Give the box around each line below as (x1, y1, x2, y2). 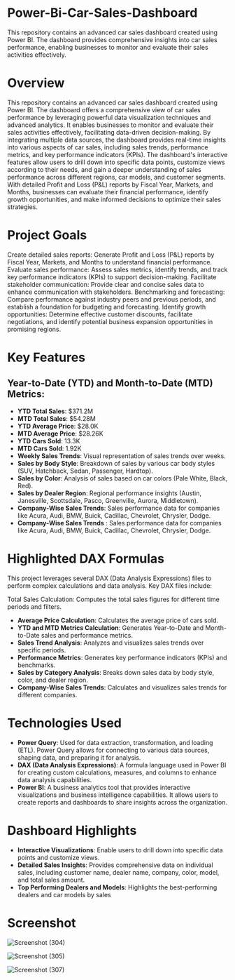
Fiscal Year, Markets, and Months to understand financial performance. (7, 257, 212, 266)
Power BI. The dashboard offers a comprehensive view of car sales (7, 105, 201, 114)
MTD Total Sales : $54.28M (17, 414, 96, 422)
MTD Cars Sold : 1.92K (17, 444, 82, 452)
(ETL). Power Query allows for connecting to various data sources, (17, 746, 210, 754)
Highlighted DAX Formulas (7, 551, 165, 566)
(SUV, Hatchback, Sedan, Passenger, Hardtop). (17, 466, 154, 475)
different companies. (17, 690, 78, 699)
